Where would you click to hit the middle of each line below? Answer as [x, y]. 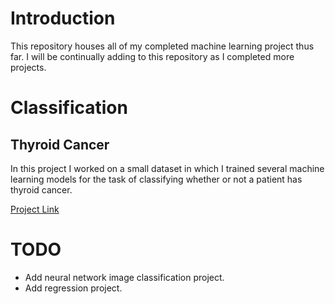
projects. [28, 67]
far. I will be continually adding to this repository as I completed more [152, 56]
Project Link [35, 209]
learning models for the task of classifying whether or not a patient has [156, 179]
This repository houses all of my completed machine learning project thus [162, 46]
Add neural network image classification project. [124, 277]
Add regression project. [73, 288]
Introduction [63, 18]
